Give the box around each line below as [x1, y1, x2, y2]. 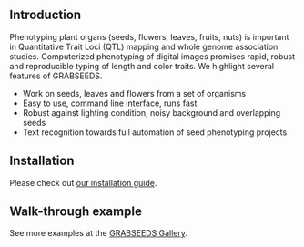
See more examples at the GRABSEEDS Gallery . [9, 228, 188, 239]
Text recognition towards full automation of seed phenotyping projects [22, 127, 288, 138]
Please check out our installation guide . [9, 177, 157, 188]
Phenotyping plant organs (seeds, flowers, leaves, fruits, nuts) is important [9, 31, 289, 42]
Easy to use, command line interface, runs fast [22, 98, 198, 108]
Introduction [9, 7, 82, 23]
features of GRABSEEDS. [9, 70, 103, 81]
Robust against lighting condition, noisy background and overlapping [22, 107, 281, 118]
